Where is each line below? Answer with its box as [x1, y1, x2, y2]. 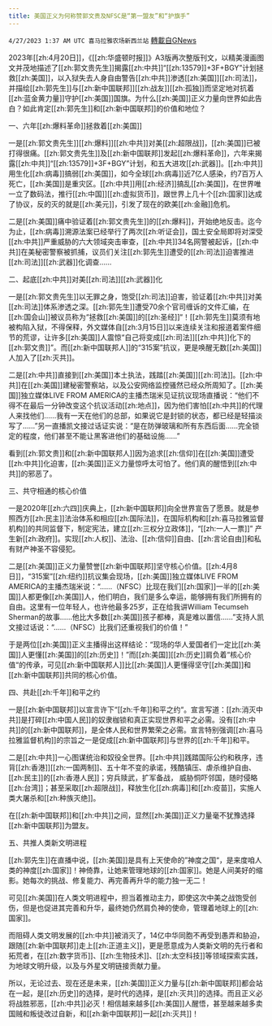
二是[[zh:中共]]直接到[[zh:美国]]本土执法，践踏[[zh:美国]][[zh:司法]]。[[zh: [8, 369, 256, 379]
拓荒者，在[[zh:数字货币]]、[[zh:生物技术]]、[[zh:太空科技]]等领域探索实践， [8, 950, 262, 960]
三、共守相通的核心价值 [8, 486, 87, 496]
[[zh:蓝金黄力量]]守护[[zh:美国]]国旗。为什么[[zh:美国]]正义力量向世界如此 [8, 93, 256, 103]
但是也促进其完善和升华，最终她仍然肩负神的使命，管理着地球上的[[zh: [22, 902, 259, 912]
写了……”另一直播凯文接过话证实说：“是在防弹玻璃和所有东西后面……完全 [8, 421, 253, 430]
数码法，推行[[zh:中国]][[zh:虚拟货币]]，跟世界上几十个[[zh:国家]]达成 [29, 189, 262, 199]
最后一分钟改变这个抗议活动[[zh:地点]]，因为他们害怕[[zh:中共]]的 [29, 400, 249, 410]
